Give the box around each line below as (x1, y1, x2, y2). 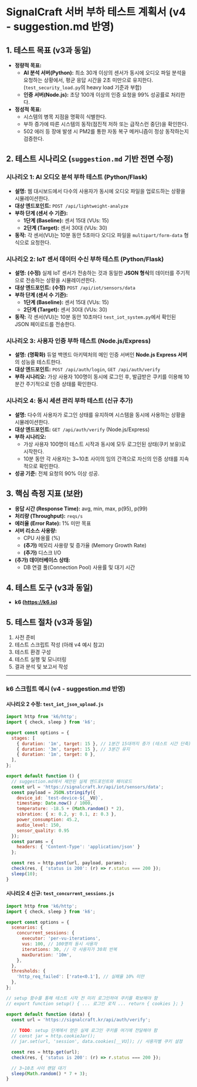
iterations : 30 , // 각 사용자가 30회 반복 (21, 946, 117, 952)
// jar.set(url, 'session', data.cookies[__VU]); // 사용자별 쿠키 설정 (11, 1039, 183, 1045)
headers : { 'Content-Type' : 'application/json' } (16, 844, 141, 850)
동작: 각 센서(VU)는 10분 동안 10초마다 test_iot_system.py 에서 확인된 (14, 313, 176, 320)
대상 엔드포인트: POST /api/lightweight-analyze (14, 202, 129, 209)
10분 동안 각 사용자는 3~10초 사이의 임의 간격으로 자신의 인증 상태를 (23, 455, 178, 462)
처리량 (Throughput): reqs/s (14, 513, 83, 520)
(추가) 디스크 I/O (23, 549, 62, 556)
